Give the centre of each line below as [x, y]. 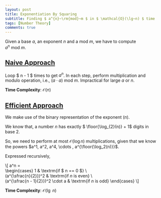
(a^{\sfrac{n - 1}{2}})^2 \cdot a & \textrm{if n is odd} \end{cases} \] [72, 181]
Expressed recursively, [28, 156]
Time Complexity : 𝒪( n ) [28, 90]
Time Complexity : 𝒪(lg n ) [31, 191]
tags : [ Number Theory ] [28, 23]
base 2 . [13, 132]
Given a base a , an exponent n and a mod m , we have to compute [71, 41]
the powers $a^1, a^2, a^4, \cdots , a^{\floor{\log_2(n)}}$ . [62, 147]
